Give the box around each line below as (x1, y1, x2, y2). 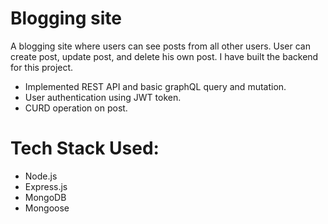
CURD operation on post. (24, 102, 128, 114)
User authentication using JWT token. (24, 91, 182, 103)
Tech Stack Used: (10, 137, 160, 160)
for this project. (10, 61, 74, 73)
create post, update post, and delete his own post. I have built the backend (10, 50, 319, 62)
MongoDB (24, 191, 67, 203)
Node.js (24, 170, 58, 182)
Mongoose (24, 202, 70, 214)
